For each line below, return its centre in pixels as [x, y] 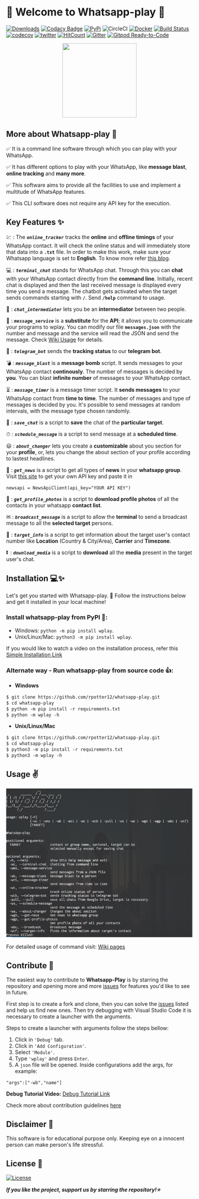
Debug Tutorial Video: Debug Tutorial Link [58, 1094]
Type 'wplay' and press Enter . [52, 1059]
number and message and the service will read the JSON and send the [92, 333]
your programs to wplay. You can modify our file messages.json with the [93, 327]
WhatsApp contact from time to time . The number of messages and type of [98, 398]
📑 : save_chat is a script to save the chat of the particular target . [85, 422]
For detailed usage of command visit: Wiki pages [66, 947]
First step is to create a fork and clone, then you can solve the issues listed [97, 1004]
